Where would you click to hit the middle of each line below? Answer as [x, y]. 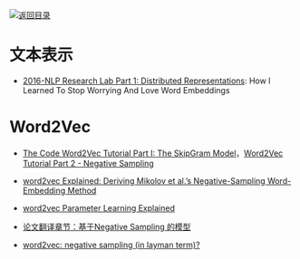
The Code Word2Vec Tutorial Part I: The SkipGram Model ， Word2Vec [153, 153]
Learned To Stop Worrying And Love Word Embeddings [126, 90]
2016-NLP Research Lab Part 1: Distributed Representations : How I [146, 81]
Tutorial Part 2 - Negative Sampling [88, 163]
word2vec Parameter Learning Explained [98, 207]
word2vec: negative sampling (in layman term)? [111, 245]
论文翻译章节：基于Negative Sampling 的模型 [106, 226]
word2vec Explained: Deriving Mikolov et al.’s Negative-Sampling [144, 180]
